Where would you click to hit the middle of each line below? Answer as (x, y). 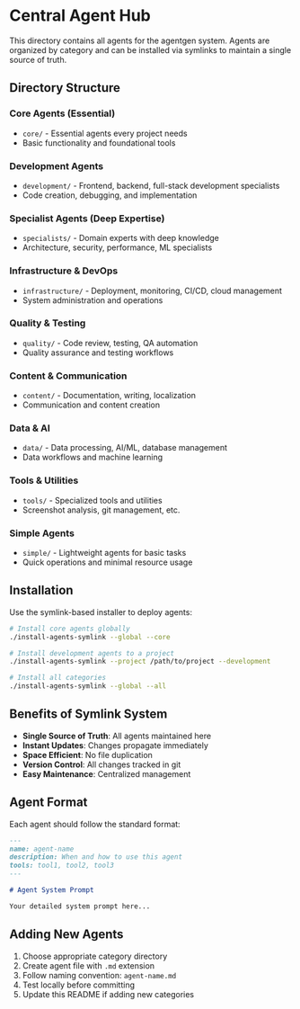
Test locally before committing (79, 985)
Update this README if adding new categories (108, 994)
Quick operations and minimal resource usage (107, 562)
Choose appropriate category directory (95, 956)
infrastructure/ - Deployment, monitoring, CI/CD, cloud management (152, 290)
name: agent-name (42, 849)
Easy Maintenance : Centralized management (106, 773)
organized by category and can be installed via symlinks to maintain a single (150, 49)
